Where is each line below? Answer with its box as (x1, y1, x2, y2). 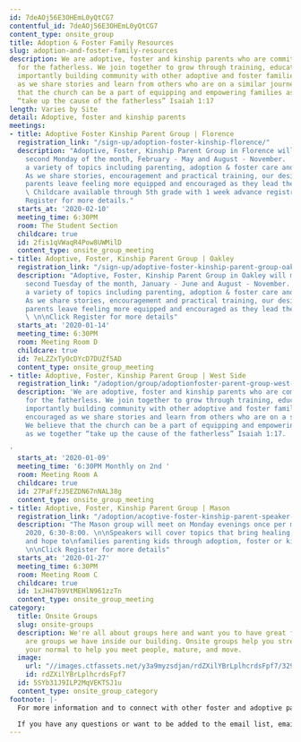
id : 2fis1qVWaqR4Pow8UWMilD (17, 238, 123, 247)
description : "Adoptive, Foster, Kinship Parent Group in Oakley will (17, 271, 287, 280)
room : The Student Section (17, 221, 118, 230)
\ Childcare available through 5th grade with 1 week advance (25, 188, 262, 197)
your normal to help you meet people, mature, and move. (25, 645, 243, 654)
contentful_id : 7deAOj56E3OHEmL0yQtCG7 (9, 21, 159, 30)
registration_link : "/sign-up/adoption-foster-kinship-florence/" (17, 138, 271, 147)
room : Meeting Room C (17, 570, 99, 579)
